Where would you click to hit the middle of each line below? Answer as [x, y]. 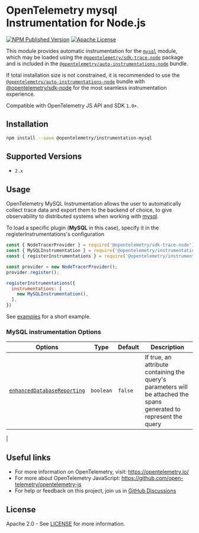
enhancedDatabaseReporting [47, 391]
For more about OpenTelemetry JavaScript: [67, 478]
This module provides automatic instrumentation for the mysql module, [92, 51]
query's [155, 380]
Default [128, 347]
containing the [165, 372]
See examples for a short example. [49, 316]
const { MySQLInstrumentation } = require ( [61, 251]
